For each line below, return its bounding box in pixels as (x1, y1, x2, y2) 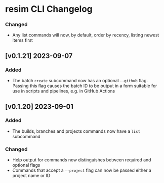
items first (12, 37, 33, 43)
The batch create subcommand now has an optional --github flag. (12, 78, 148, 84)
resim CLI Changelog (5, 3, 93, 15)
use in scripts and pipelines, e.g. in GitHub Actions (12, 88, 115, 94)
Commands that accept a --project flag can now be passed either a (12, 167, 152, 173)
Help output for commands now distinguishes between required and (12, 157, 152, 163)
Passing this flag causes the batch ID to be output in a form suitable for (12, 83, 157, 89)
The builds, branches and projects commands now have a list (12, 128, 141, 134)
